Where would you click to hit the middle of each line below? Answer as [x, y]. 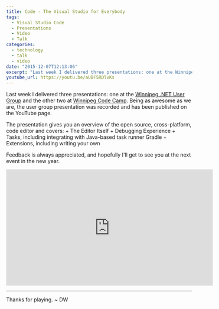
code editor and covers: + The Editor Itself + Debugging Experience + [91, 131]
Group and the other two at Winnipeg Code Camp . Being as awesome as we [99, 100]
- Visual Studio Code [38, 22]
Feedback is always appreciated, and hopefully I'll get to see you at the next [99, 155]
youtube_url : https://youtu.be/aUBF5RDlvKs [61, 77]
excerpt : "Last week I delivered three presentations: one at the [89, 72]
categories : [21, 45]
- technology [27, 50]
